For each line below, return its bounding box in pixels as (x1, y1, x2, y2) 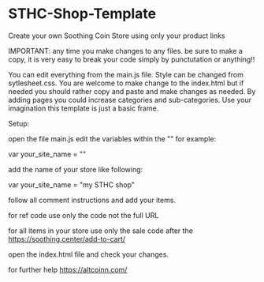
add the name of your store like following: (8, 164, 143, 174)
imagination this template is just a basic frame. (8, 103, 159, 113)
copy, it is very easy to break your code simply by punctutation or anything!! (8, 55, 255, 64)
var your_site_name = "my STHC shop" (8, 179, 136, 190)
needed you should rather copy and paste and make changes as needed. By (8, 86, 256, 96)
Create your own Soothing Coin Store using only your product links (8, 31, 226, 40)
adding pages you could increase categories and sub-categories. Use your (8, 95, 252, 104)
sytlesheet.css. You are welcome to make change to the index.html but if (8, 78, 244, 88)
